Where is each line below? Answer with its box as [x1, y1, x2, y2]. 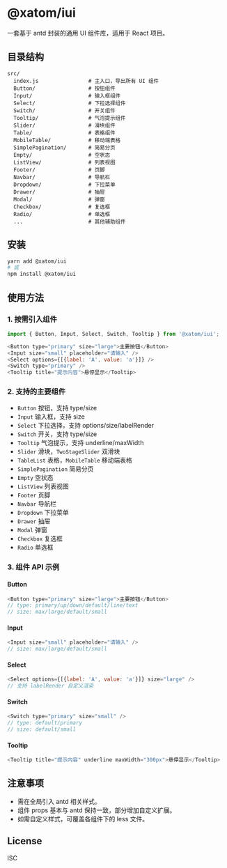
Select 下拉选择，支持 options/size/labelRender [17, 421, 155, 430]
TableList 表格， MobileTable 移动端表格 [17, 456, 132, 465]
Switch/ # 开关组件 [13, 107, 116, 114]
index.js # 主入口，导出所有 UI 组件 [13, 77, 159, 84]
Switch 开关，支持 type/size [17, 430, 97, 438]
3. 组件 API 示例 [7, 562, 60, 572]
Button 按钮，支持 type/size [17, 404, 97, 412]
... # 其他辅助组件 [13, 218, 126, 225]
